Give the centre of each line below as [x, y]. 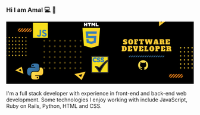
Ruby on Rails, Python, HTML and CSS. [54, 106]
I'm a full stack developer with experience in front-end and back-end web [96, 94]
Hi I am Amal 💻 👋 [31, 9]
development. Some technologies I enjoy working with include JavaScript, [97, 100]
